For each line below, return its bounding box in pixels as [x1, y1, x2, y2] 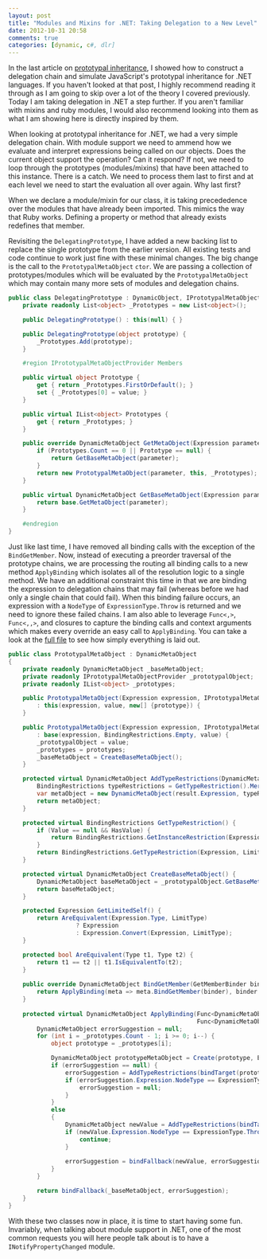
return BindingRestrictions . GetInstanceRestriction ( [50, 834, 229, 842]
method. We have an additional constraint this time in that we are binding [8, 576, 247, 585]
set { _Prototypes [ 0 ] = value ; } [37, 389, 148, 397]
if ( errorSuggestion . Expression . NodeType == [64, 1076, 215, 1084]
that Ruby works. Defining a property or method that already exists [8, 213, 226, 222]
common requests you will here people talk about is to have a [8, 1233, 209, 1242]
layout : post [8, 11, 52, 20]
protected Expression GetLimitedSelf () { [22, 907, 161, 915]
